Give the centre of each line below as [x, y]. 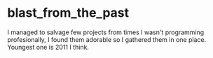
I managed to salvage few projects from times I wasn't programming [106, 32]
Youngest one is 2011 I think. [48, 47]
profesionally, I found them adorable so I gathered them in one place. [107, 39]
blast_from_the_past [68, 13]
